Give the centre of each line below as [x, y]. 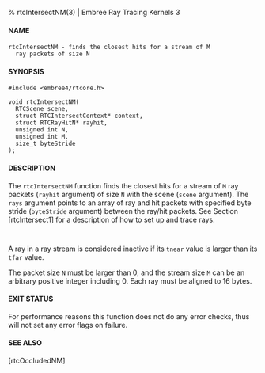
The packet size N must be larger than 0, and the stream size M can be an [127, 272]
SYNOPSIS [26, 71]
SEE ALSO [25, 343]
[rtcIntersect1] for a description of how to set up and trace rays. [112, 219]
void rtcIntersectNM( [44, 102]
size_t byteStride [46, 144]
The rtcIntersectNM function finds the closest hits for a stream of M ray [123, 185]
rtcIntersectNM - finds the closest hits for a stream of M [110, 48]
